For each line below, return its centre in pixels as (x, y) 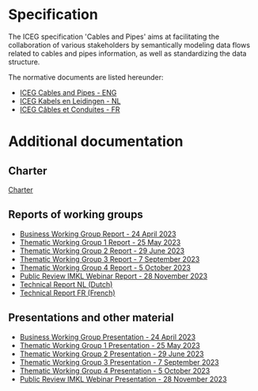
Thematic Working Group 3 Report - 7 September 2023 (110, 259)
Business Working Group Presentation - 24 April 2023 (108, 337)
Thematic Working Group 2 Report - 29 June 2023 (102, 251)
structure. (24, 62)
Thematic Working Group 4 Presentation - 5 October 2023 (115, 370)
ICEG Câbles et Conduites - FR (70, 109)
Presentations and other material (91, 318)
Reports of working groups (76, 215)
